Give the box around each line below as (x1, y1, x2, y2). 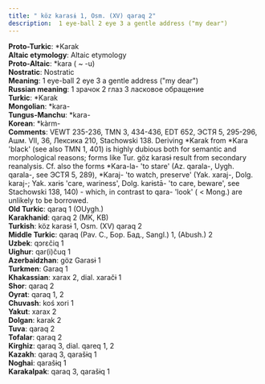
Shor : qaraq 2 (8, 281, 55, 291)
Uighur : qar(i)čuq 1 (8, 246, 71, 256)
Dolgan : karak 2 (8, 315, 62, 324)
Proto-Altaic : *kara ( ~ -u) (8, 58, 96, 68)
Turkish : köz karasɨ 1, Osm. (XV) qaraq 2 (8, 221, 142, 230)
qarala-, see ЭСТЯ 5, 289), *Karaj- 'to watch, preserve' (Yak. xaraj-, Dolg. (8, 170, 253, 180)
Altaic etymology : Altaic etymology (8, 50, 127, 60)
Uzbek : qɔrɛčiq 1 (8, 238, 64, 248)
